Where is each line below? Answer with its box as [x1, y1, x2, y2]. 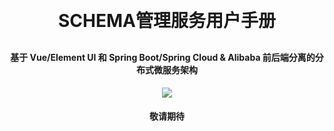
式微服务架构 [144, 64, 198, 76]
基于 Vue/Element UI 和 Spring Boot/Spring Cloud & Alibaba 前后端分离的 [10, 52, 316, 63]
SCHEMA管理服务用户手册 [58, 10, 276, 32]
